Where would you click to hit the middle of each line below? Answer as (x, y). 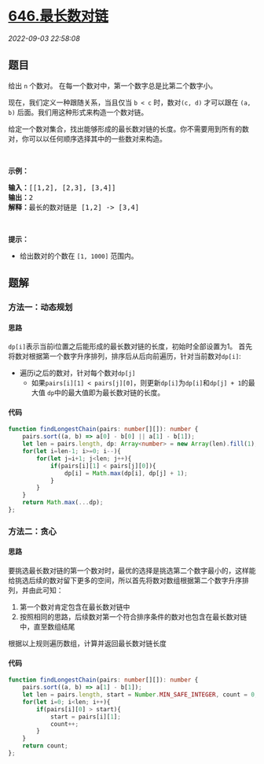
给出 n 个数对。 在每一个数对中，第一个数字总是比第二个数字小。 (113, 85)
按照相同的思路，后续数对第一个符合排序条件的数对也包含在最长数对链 (133, 617)
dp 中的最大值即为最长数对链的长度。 (106, 393)
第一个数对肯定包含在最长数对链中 (75, 607)
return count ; (45, 746)
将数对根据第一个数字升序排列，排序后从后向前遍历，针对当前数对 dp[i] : (125, 356)
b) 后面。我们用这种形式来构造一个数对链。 (78, 112)
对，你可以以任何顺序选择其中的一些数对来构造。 (87, 138)
